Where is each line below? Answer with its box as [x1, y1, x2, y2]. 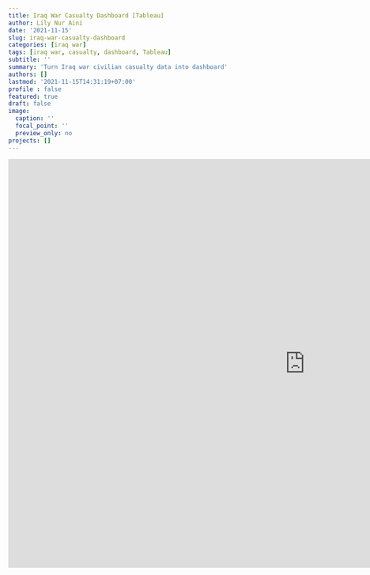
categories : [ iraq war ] [8, 41, 87, 49]
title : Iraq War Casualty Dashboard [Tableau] [8, 11, 164, 20]
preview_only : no [15, 129, 73, 137]
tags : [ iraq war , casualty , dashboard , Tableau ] [8, 48, 172, 56]
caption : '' [15, 115, 55, 123]
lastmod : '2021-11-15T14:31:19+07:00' [8, 78, 136, 85]
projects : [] [8, 136, 51, 145]
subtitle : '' [8, 56, 51, 64]
